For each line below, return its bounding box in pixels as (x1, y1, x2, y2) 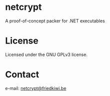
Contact (5, 69, 39, 80)
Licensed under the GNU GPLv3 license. (5, 51, 88, 57)
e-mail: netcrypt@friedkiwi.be (5, 85, 66, 91)
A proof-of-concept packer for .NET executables (5, 18, 106, 24)
